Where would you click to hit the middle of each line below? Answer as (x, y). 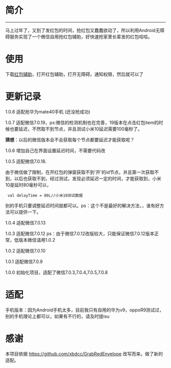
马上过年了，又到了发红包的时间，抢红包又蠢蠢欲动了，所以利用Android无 (83, 30)
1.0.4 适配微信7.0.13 (25, 222)
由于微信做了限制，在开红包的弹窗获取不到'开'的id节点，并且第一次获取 (80, 172)
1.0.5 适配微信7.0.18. (26, 161)
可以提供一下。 (25, 212)
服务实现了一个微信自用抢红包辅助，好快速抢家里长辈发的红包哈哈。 (81, 37)
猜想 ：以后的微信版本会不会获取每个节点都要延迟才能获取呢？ (70, 139)
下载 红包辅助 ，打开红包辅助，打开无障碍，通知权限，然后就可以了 (74, 74)
